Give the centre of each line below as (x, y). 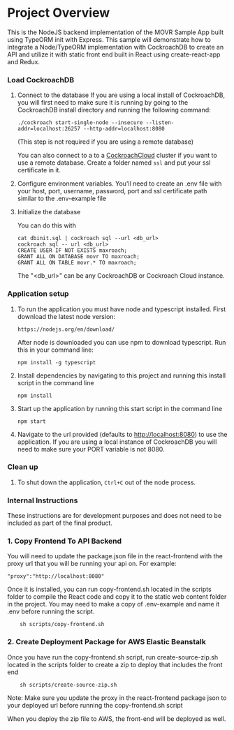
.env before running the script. (51, 611)
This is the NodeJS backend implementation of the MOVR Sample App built (116, 32)
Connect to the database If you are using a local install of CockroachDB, (121, 95)
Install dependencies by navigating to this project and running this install (121, 375)
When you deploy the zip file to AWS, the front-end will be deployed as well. (117, 718)
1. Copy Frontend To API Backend (65, 541)
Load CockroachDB (41, 80)
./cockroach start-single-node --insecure (80, 123)
